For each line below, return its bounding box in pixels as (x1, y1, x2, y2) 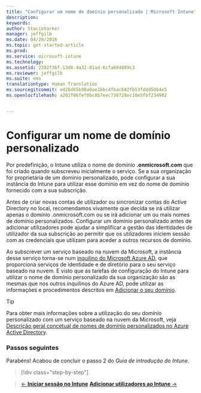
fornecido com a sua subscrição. (6, 186, 88, 194)
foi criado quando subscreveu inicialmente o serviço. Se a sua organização (6, 167, 191, 174)
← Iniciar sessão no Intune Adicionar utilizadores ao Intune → (20, 380, 178, 387)
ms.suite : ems (6, 75, 42, 81)
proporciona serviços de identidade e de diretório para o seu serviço (6, 261, 176, 268)
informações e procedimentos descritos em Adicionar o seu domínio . (6, 286, 176, 294)
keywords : (6, 20, 31, 26)
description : (6, 14, 39, 20)
